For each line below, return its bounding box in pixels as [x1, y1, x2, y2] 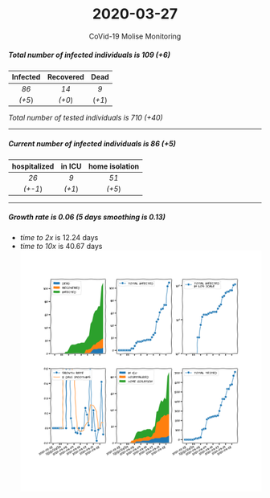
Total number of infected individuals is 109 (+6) [8, 50, 171, 59]
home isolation [88, 161, 139, 171]
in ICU [60, 161, 82, 171]
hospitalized [11, 161, 55, 171]
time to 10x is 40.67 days [19, 241, 103, 251]
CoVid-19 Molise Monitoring [88, 31, 182, 41]
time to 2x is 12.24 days [19, 232, 99, 242]
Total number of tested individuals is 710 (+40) [8, 113, 163, 123]
